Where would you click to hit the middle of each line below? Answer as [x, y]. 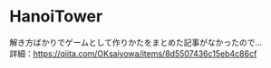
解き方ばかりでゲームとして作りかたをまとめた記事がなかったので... [136, 42]
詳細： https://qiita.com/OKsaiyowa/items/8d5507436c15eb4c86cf [133, 53]
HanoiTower [56, 17]
